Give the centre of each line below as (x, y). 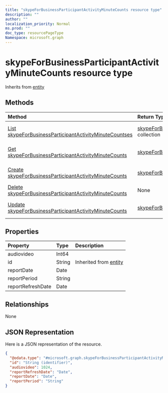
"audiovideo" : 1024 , (31, 367)
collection (149, 134)
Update (16, 204)
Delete (15, 187)
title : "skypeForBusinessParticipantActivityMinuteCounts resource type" (84, 10)
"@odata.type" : (25, 358)
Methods (19, 103)
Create (16, 169)
